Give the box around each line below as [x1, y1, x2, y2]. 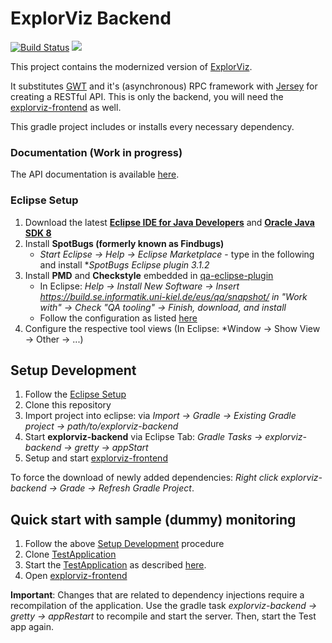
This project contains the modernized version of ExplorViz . [10, 60, 253, 72]
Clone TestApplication [24, 548, 117, 561]
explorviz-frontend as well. [10, 101, 122, 113]
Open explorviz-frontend [24, 570, 128, 582]
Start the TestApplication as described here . [24, 559, 207, 571]
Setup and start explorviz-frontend [24, 452, 168, 464]
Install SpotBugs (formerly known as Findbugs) [24, 237, 225, 249]
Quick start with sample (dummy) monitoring [10, 511, 297, 528]
